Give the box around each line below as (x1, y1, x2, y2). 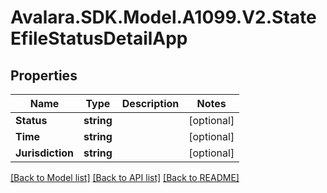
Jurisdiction (15, 146, 74, 160)
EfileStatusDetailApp (10, 27, 188, 50)
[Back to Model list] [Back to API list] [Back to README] (10, 172, 240, 183)
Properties (10, 67, 78, 84)
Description (121, 97, 180, 110)
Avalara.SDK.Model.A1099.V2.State (10, 6, 317, 29)
